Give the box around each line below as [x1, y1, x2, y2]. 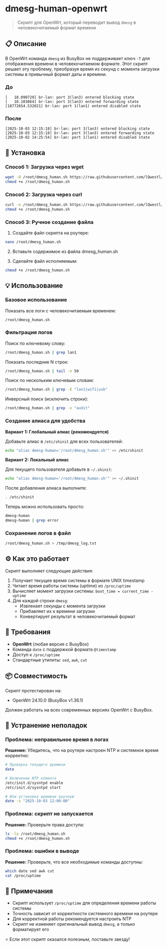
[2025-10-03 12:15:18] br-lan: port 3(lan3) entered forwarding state [5, 131, 155, 136]
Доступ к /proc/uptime [12, 652, 60, 657]
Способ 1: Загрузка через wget [5, 163, 84, 170]
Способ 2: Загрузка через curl [5, 191, 83, 198]
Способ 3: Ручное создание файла [5, 219, 94, 225]
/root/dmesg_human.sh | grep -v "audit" [5, 406, 90, 411]
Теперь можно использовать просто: [5, 504, 84, 510]
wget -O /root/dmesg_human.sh [5, 175, 68, 180]
